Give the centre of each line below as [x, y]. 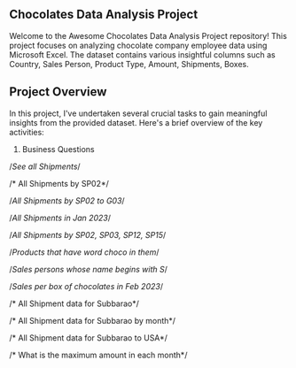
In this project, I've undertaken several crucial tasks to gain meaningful [138, 113]
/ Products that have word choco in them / [84, 252]
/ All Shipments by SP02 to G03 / [67, 200]
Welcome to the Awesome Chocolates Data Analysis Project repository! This [148, 35]
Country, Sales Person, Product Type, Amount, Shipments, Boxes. [129, 64]
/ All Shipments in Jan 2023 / [60, 218]
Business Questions [58, 149]
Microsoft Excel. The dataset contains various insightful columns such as [143, 54]
